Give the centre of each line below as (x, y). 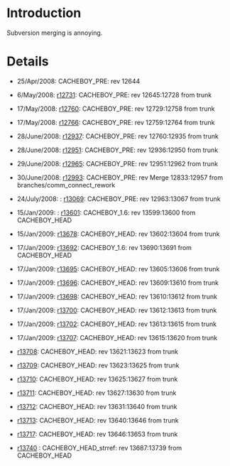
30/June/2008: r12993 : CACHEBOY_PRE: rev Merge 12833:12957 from (120, 177)
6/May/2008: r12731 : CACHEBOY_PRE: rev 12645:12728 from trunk (114, 94)
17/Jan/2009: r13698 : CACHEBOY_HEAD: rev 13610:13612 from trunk (117, 296)
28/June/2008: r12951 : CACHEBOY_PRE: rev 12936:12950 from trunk (117, 150)
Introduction (44, 13)
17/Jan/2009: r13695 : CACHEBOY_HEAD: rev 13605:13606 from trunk (118, 269)
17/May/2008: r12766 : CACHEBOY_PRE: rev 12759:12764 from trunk (116, 122)
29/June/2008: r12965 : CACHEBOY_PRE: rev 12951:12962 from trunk (117, 163)
